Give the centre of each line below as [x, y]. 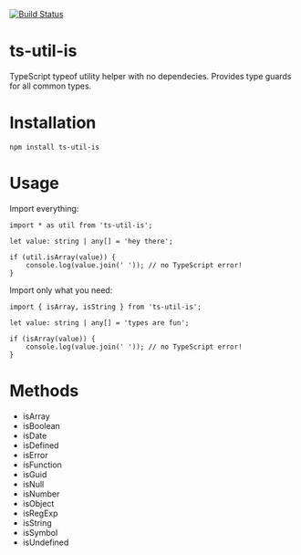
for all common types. [51, 86]
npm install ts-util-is [55, 147]
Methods [44, 391]
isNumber [41, 494]
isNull [33, 484]
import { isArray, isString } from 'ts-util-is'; [106, 307]
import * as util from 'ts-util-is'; [81, 225]
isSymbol [40, 532]
